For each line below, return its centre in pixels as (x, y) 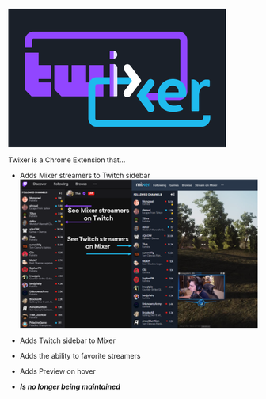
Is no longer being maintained (70, 387)
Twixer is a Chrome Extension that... (67, 160)
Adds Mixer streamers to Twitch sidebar (85, 175)
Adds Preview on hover (58, 371)
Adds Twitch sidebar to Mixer (68, 340)
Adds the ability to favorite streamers (80, 356)
